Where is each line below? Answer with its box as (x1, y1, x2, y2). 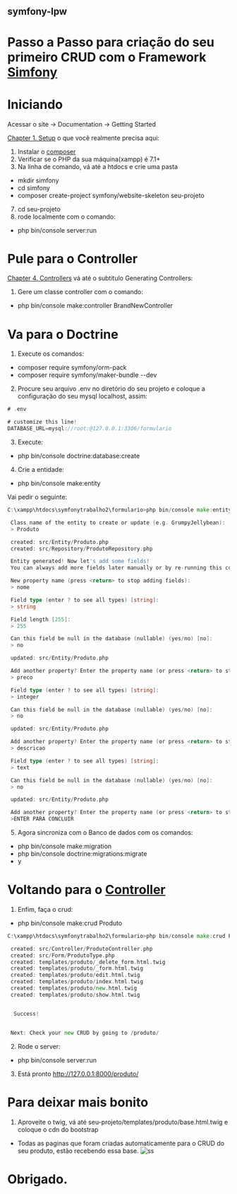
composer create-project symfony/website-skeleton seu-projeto (17, 191, 205, 199)
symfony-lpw (7, 6, 68, 18)
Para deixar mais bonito (7, 1094, 149, 1110)
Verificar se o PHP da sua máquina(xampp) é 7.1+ (17, 155, 161, 163)
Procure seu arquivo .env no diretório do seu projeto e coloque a (17, 385, 206, 393)
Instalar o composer (17, 147, 76, 156)
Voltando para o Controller (7, 882, 166, 898)
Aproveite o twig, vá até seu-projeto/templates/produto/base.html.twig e (17, 1118, 229, 1126)
